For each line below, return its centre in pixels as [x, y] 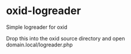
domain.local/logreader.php [40, 45]
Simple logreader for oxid [37, 27]
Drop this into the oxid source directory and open [65, 38]
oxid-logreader [43, 11]
